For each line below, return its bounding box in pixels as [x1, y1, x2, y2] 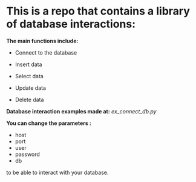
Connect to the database [15, 49, 77, 56]
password [15, 150, 41, 158]
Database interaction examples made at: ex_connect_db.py [6, 107, 157, 115]
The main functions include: [6, 37, 79, 44]
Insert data [15, 61, 42, 68]
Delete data [15, 96, 44, 103]
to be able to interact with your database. [6, 169, 109, 176]
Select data [15, 72, 44, 79]
